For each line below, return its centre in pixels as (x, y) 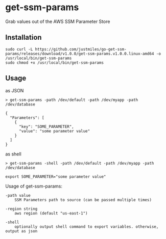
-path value (18, 195)
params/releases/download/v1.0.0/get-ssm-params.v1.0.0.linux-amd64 (80, 54)
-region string (21, 209)
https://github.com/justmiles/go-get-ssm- (81, 49)
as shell (13, 154)
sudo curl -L (19, 49)
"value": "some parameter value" (54, 131)
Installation (23, 37)
